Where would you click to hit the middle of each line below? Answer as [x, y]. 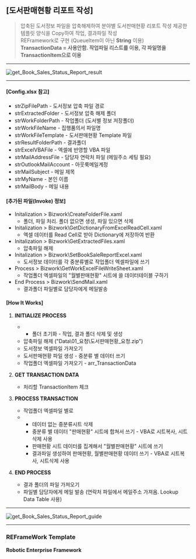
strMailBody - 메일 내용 [42, 187]
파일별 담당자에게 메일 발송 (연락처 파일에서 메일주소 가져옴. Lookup [101, 492]
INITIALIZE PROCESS [41, 315]
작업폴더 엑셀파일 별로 [48, 411]
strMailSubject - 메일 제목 [45, 172]
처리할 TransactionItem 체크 [56, 387]
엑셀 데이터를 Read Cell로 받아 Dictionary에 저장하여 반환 [89, 235]
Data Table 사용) [43, 499]
